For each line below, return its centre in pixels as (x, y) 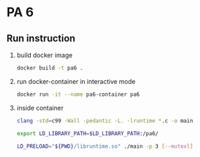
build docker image (45, 55)
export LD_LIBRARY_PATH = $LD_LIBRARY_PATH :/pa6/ (87, 133)
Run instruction (41, 38)
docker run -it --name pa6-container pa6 (78, 94)
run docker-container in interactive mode (76, 81)
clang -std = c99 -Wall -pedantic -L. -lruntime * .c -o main (105, 120)
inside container (40, 108)
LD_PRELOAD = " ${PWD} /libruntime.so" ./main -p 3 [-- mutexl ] (105, 146)
